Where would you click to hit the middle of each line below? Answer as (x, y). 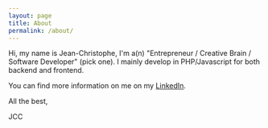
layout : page (30, 16)
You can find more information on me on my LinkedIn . (97, 86)
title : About (30, 23)
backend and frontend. (46, 70)
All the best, (28, 102)
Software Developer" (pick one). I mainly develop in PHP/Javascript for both (134, 62)
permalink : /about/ (41, 30)
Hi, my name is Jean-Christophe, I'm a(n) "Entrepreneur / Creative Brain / (130, 54)
